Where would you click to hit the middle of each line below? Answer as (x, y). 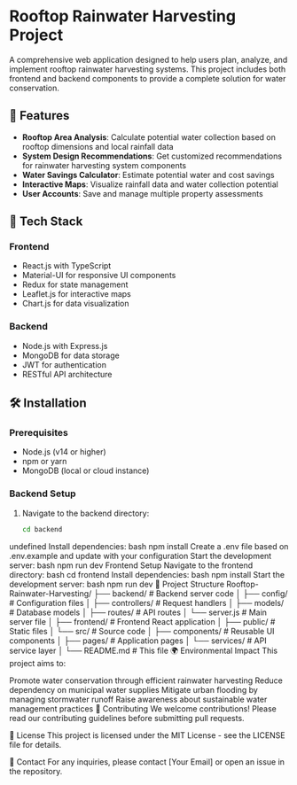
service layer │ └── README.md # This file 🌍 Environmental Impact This (143, 650)
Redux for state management (75, 284)
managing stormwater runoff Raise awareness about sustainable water (138, 699)
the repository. (36, 771)
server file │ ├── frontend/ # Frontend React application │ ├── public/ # (142, 621)
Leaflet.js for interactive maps (76, 294)
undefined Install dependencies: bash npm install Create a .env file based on (149, 546)
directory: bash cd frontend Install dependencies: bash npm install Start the (147, 574)
